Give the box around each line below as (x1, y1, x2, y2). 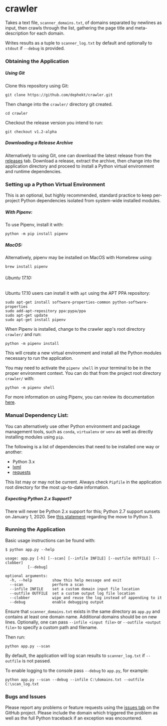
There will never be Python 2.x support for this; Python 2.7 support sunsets (5, 508, 160, 514)
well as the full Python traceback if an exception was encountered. (5, 715, 142, 721)
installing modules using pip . (5, 434, 64, 440)
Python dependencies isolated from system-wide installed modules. (20, 198, 161, 204)
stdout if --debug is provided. (5, 45, 65, 51)
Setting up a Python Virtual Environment (5, 181, 105, 188)
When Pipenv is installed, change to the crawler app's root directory (5, 326, 145, 332)
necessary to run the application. (5, 355, 73, 361)
